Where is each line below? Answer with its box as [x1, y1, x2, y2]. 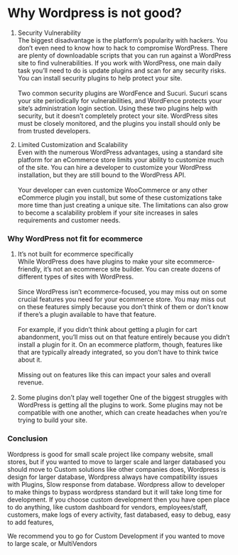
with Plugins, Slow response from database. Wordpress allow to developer [7, 480, 225, 488]
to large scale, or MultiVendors [7, 539, 97, 548]
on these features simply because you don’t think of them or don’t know [17, 303, 229, 311]
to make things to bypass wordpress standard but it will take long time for [7, 487, 222, 496]
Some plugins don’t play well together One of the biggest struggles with [17, 393, 229, 402]
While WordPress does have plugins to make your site [17, 257, 175, 266]
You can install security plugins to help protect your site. [17, 73, 183, 82]
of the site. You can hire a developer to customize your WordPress [17, 163, 212, 171]
